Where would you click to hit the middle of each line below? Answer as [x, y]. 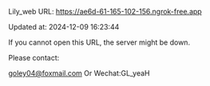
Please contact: [34, 58]
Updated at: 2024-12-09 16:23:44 [64, 27]
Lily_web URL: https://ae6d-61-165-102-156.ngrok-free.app [105, 12]
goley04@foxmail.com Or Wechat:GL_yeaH [79, 73]
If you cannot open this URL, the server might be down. [99, 42]
